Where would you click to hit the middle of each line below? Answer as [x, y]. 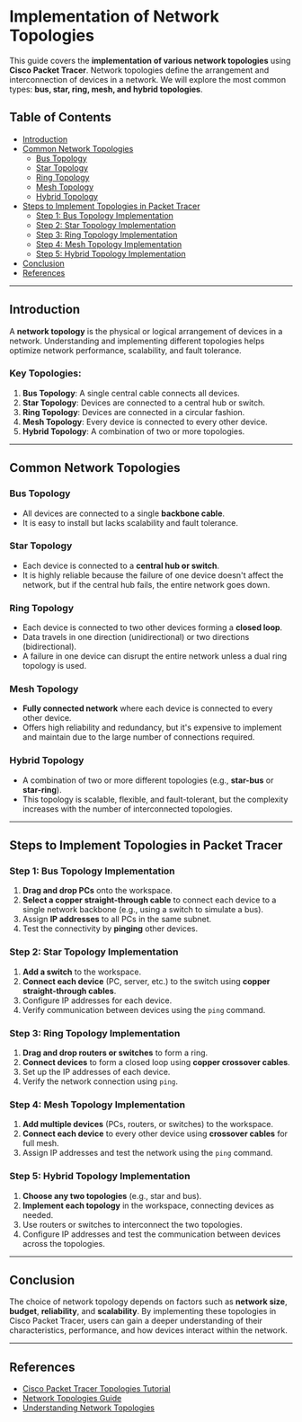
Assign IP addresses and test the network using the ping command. [147, 1153]
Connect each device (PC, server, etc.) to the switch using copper [146, 981]
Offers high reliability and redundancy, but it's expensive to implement [152, 728]
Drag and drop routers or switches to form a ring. [115, 1053]
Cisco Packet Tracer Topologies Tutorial [96, 1389]
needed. [38, 1214]
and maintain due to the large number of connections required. [138, 737]
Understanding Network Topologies [89, 1408]
